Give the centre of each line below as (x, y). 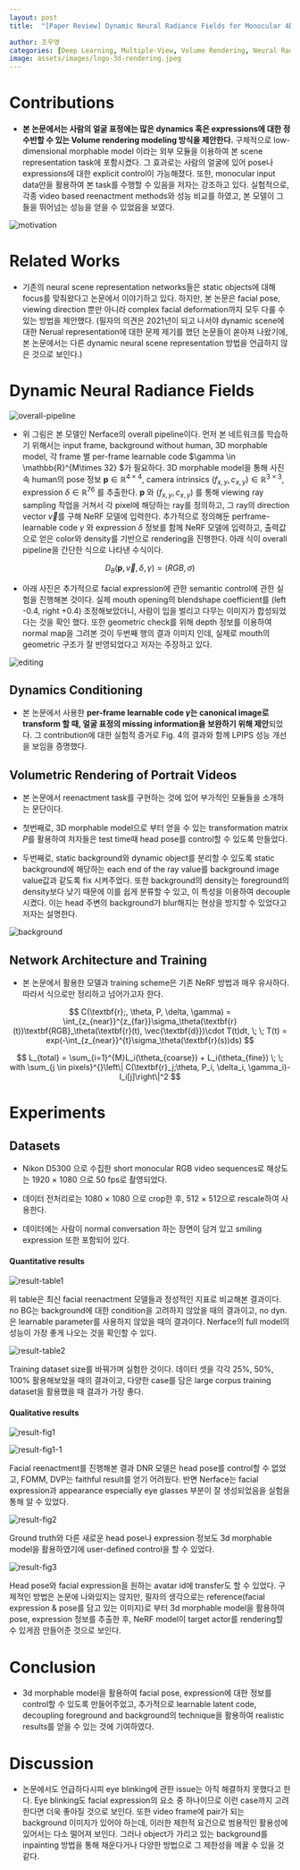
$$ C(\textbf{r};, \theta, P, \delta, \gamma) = (150, 1012)
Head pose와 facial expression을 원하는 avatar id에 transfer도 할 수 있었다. (143, 1585)
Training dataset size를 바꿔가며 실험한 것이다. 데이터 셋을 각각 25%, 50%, (142, 1369)
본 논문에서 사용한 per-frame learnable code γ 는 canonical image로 (146, 713)
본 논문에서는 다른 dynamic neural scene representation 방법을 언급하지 (150, 343)
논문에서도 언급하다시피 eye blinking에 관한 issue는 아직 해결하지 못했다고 (152, 1789)
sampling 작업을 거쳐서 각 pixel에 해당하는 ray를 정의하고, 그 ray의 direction (156, 505)
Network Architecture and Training (108, 960)
